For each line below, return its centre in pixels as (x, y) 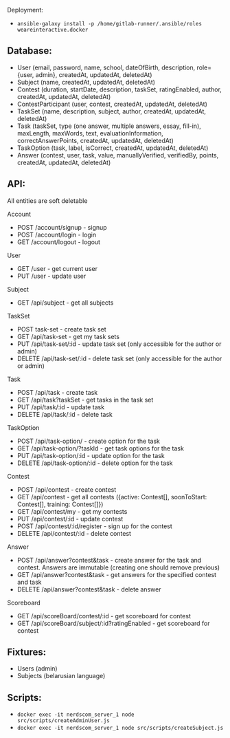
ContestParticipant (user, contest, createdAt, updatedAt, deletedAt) (112, 104)
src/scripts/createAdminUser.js (63, 721)
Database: (30, 51)
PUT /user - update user (51, 276)
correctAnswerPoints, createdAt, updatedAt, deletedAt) (95, 140)
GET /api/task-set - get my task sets (68, 336)
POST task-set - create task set (61, 329)
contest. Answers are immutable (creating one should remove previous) (118, 567)
